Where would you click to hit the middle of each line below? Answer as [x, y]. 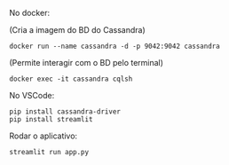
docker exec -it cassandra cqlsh [71, 79]
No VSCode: [32, 95]
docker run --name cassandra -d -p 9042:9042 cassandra [114, 46]
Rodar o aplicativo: [43, 136]
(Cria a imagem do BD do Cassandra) [78, 30]
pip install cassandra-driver [65, 112]
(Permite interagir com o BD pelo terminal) [87, 63]
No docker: [30, 13]
